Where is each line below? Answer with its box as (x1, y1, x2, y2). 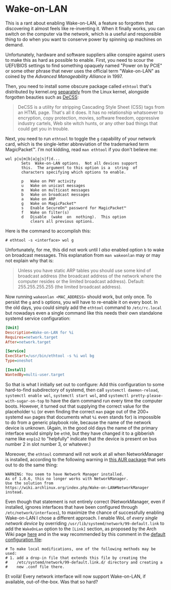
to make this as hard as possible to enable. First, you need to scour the (5, 57, 154, 63)
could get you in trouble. (17, 126, 69, 132)
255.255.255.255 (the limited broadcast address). (17, 284, 122, 290)
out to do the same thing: (5, 462, 58, 468)
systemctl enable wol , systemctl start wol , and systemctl (5, 392, 129, 398)
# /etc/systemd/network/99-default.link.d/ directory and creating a (5, 560, 163, 565)
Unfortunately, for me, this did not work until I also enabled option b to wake (5, 246, 164, 253)
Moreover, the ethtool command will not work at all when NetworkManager (5, 451, 164, 457)
